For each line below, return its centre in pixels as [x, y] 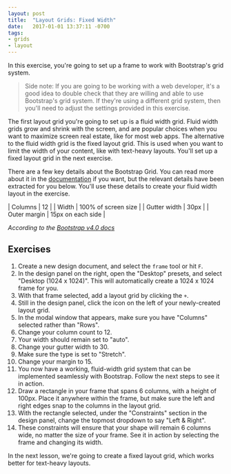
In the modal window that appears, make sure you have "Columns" [112, 317]
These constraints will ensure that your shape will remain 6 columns [114, 427]
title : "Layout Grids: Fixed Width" [62, 20]
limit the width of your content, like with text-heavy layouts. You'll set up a [113, 151]
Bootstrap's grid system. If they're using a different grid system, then [123, 101]
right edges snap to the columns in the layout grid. [89, 406]
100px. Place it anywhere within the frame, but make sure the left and [116, 398]
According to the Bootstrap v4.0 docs [61, 228]
